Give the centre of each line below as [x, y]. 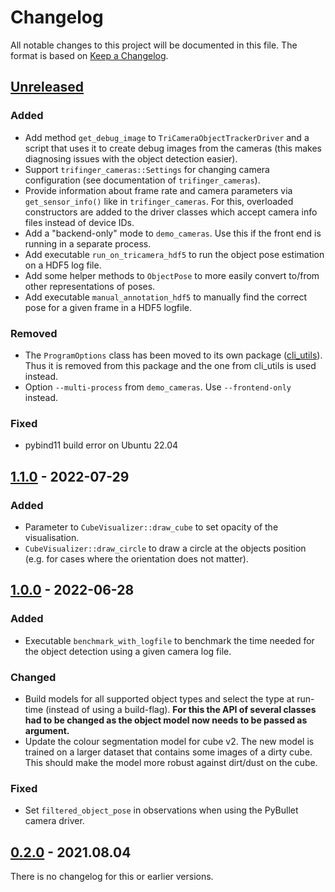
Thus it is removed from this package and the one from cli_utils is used [170, 365]
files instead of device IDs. [79, 222]
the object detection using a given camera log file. [128, 651]
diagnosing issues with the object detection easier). [131, 158]
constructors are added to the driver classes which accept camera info [171, 212]
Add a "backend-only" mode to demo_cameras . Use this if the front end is [173, 233]
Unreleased [47, 87]
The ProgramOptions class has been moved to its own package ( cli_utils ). [173, 355]
